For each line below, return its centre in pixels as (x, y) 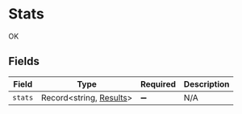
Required (158, 83)
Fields (24, 61)
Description (207, 83)
